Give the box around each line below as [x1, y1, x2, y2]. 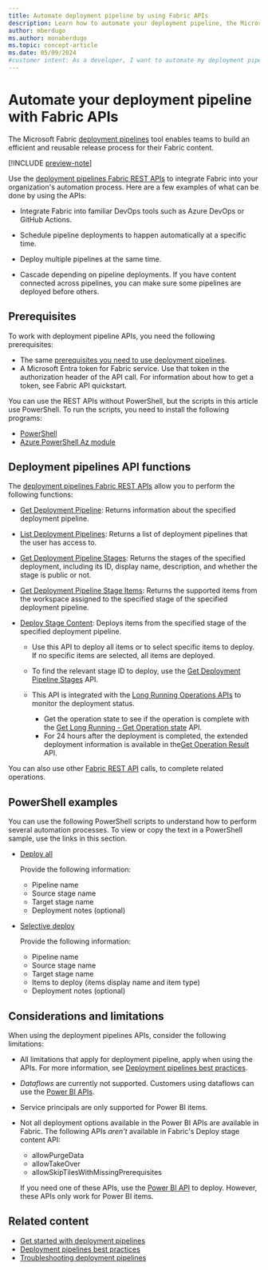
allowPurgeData [31, 1151, 85, 1160]
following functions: [8, 489, 73, 500]
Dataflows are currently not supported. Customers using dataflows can [19, 1079, 254, 1088]
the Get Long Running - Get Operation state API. [43, 723, 203, 733]
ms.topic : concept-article [8, 42, 98, 50]
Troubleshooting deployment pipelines [19, 1252, 147, 1262]
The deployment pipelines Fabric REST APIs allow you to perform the [8, 481, 235, 491]
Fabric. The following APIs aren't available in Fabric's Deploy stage [19, 1127, 240, 1136]
